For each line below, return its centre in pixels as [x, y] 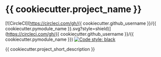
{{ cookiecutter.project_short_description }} [50, 49]
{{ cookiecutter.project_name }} [73, 9]
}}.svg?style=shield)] [89, 28]
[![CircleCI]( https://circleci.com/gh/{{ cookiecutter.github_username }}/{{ [81, 23]
